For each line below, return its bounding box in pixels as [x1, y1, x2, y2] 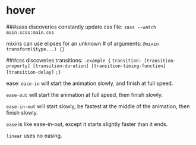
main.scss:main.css [6, 29, 55, 36]
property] [6, 63, 31, 69]
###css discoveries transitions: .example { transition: [6, 56, 141, 64]
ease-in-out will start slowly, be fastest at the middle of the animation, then [6, 102, 190, 110]
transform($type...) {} [6, 46, 65, 52]
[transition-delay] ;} [6, 69, 61, 75]
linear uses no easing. [6, 132, 62, 139]
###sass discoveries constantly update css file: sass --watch [6, 23, 156, 30]
